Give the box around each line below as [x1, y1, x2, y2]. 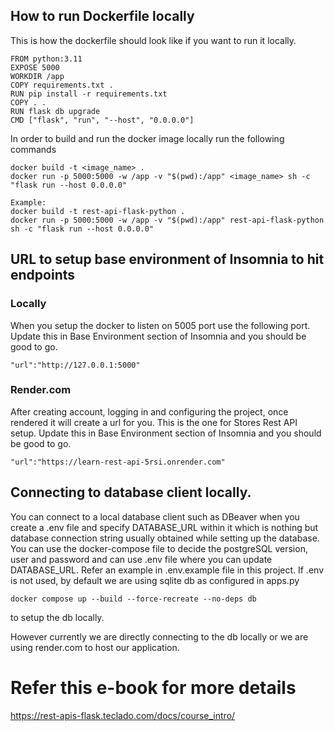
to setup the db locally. [10, 611, 105, 623]
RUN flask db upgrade [10, 106, 101, 116]
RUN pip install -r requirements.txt [10, 89, 168, 99]
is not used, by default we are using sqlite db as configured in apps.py [10, 574, 300, 586]
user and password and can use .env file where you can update [10, 553, 273, 565]
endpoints [10, 267, 76, 284]
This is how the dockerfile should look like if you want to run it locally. [10, 34, 297, 46]
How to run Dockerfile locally [10, 8, 195, 25]
